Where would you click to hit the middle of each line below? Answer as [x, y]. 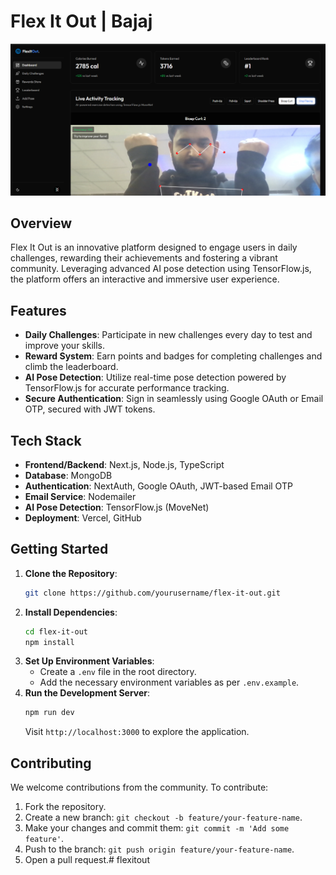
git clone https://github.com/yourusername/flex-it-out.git [152, 593]
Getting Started [59, 549]
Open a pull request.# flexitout [87, 860]
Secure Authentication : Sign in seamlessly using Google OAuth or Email [174, 399]
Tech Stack [46, 440]
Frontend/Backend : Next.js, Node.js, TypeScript [124, 465]
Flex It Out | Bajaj [81, 21]
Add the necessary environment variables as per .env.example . [169, 682]
